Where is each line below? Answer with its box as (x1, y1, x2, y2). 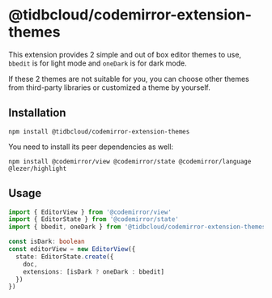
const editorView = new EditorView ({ (8, 245, 136, 253)
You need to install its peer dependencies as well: (8, 142, 174, 151)
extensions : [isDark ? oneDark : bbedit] (23, 267, 164, 276)
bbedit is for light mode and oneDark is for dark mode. (8, 58, 188, 68)
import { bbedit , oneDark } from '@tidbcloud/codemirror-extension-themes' (8, 223, 270, 232)
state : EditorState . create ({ (15, 253, 114, 261)
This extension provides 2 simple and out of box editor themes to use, (8, 49, 241, 59)
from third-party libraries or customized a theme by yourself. (8, 83, 210, 92)
